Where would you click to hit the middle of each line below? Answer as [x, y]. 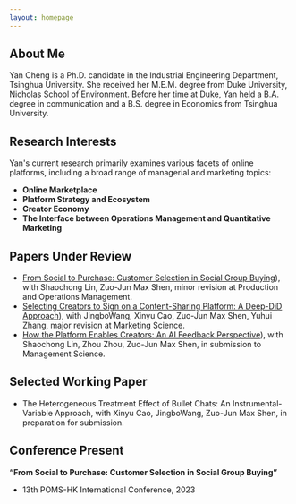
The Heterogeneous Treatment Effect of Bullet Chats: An [126, 403]
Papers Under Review [71, 256]
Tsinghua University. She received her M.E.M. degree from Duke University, [148, 85]
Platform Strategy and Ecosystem [86, 200]
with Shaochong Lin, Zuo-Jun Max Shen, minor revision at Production [150, 287]
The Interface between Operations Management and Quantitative [146, 218]
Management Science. [63, 354]
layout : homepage [42, 17]
